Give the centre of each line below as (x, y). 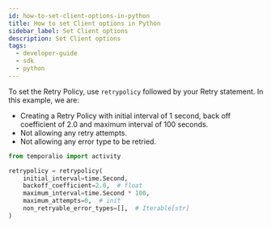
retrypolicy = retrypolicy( (56, 170)
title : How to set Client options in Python (85, 23)
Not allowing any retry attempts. (74, 132)
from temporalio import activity (65, 156)
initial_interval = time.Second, (76, 179)
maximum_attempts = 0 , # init (72, 201)
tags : (17, 46)
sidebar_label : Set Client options (68, 31)
